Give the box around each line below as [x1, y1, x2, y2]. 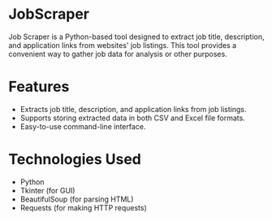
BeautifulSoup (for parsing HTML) [19, 194, 134, 204]
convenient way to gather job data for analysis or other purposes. [8, 49, 227, 58]
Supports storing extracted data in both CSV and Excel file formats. [19, 113, 245, 123]
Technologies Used [8, 150, 142, 169]
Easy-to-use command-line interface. [19, 121, 146, 131]
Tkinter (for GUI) [19, 185, 76, 195]
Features [8, 78, 70, 96]
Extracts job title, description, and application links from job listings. [19, 104, 247, 114]
